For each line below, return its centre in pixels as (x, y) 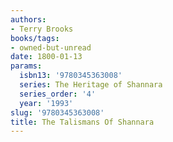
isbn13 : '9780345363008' (71, 76)
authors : (28, 19)
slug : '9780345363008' (57, 112)
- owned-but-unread (51, 47)
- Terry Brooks (42, 29)
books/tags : (35, 38)
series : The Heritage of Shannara (91, 85)
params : (26, 66)
